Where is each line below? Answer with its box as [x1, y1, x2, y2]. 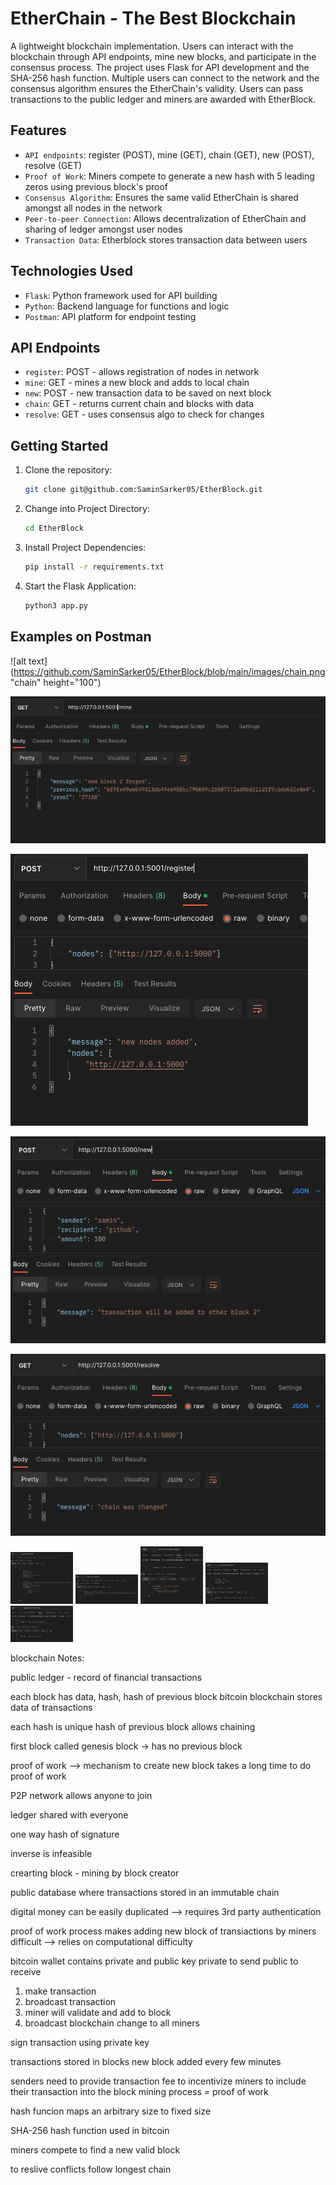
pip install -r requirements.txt [24, 562, 165, 572]
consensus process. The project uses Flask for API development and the [10, 61, 310, 73]
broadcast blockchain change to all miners [24, 2017, 200, 2029]
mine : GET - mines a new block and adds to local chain [24, 377, 250, 389]
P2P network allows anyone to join [10, 1789, 153, 1801]
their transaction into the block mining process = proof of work [10, 2085, 269, 2097]
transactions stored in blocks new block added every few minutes [10, 2055, 282, 2067]
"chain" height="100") [10, 676, 102, 688]
